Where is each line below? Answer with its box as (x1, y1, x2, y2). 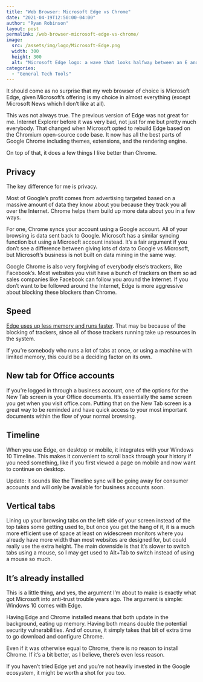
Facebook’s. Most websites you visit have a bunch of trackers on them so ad (6, 270, 197, 277)
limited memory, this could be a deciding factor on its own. (6, 353, 152, 360)
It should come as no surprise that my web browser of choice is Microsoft (6, 87, 190, 94)
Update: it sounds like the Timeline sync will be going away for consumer (6, 477, 188, 484)
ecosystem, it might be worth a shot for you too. (6, 669, 126, 677)
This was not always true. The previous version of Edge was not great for (6, 112, 189, 119)
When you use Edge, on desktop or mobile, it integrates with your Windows (6, 446, 194, 453)
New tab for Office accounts (6, 371, 115, 381)
